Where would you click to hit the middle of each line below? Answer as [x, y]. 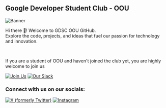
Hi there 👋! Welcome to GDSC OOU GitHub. [51, 30]
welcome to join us [25, 66]
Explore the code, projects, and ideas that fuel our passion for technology [82, 35]
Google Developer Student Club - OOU [67, 8]
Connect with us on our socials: [45, 89]
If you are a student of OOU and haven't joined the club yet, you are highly [83, 61]
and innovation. [22, 41]
